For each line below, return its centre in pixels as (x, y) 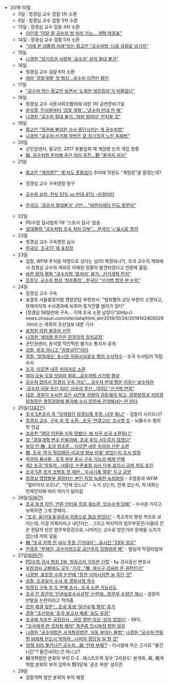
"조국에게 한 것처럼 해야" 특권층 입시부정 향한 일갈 (75, 626)
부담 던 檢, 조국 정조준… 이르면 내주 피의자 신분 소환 (77, 446)
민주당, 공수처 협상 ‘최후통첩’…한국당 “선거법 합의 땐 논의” (83, 280)
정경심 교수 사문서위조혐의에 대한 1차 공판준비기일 (75, 104)
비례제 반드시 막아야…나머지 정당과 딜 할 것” (75, 639)
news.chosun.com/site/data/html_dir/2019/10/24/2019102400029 (94, 318)
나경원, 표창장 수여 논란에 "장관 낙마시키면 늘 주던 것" (79, 575)
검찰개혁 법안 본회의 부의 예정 (55, 677)
